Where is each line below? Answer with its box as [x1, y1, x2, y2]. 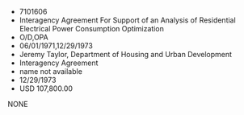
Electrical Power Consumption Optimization [19, 24, 165, 33]
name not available [19, 67, 82, 76]
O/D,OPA [19, 32, 49, 42]
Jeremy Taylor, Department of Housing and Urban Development [19, 50, 232, 59]
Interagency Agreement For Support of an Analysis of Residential [19, 15, 236, 25]
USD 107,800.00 [19, 84, 74, 93]
